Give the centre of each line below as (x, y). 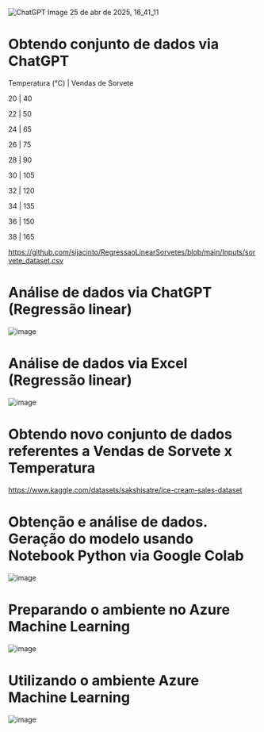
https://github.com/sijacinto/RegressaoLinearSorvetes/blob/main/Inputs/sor (132, 252)
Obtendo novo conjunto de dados (120, 434)
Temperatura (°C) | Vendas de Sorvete (71, 82)
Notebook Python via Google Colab (126, 556)
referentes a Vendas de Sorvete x (120, 451)
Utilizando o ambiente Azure (104, 680)
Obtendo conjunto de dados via (114, 44)
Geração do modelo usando (101, 538)
